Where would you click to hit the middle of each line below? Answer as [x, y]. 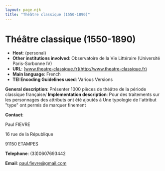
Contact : [14, 115]
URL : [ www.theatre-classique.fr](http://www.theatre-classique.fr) [80, 69]
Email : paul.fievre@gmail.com [36, 163]
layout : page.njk [23, 10]
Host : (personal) [29, 53]
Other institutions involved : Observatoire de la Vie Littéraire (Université [86, 58]
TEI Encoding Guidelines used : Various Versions [63, 79]
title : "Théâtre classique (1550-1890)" [48, 14]
